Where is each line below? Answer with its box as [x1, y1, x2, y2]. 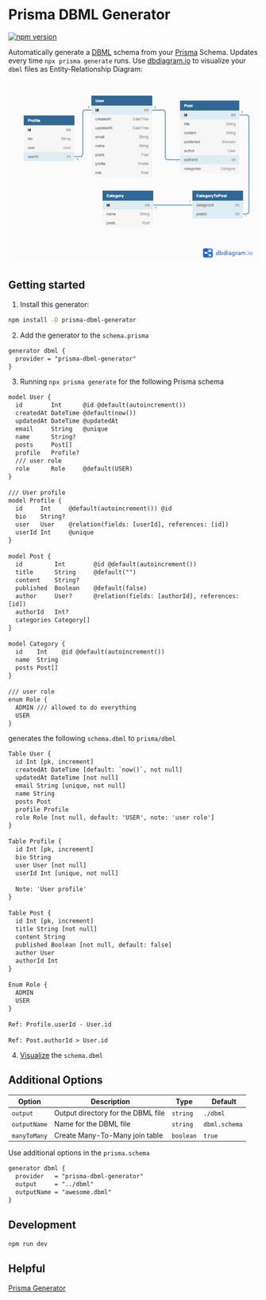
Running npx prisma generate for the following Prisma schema [19, 377, 225, 386]
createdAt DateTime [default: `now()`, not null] [15, 766, 183, 774]
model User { [8, 392, 52, 401]
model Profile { [8, 496, 62, 505]
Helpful [8, 1262, 46, 1275]
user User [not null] [15, 861, 87, 869]
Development [8, 1218, 77, 1232]
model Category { [8, 639, 66, 648]
